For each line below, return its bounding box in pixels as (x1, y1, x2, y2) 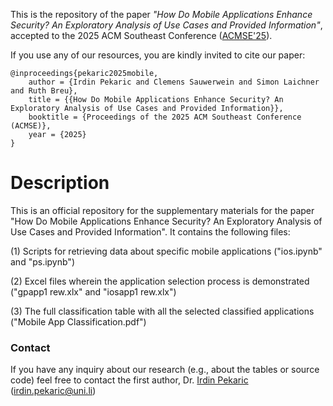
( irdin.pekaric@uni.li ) (10, 385, 97, 397)
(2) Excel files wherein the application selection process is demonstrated (10, 275, 310, 287)
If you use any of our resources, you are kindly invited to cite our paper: (10, 49, 306, 61)
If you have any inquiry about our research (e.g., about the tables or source (10, 364, 320, 376)
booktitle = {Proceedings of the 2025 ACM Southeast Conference (28, 112, 302, 122)
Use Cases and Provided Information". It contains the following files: (10, 225, 291, 238)
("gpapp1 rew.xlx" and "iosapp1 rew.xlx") (10, 285, 177, 298)
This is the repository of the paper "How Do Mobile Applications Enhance (10, 9, 313, 20)
